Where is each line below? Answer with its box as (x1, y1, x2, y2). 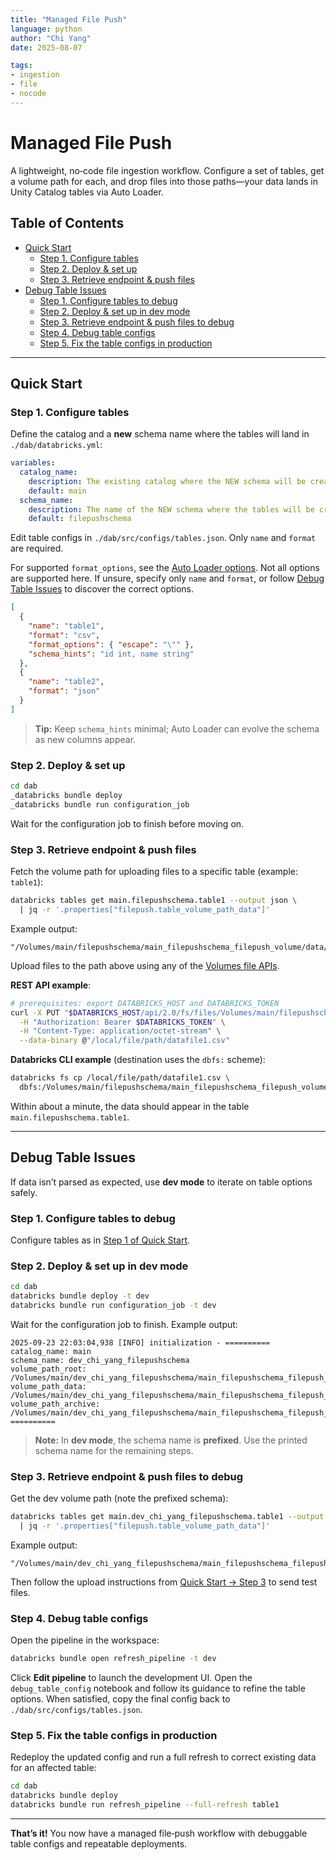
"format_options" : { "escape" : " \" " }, (28, 639, 195, 650)
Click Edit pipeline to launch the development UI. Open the (10, 1672, 253, 1684)
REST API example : (10, 979, 92, 991)
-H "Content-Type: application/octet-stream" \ (19, 1026, 222, 1036)
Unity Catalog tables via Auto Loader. (10, 186, 164, 198)
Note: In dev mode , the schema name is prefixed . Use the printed (34, 1434, 308, 1446)
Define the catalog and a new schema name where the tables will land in (10, 428, 310, 440)
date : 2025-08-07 (10, 42, 83, 53)
